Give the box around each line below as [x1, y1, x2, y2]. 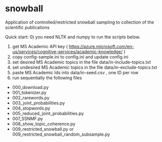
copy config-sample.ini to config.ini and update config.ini [12, 54, 129, 59]
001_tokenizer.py [12, 89, 47, 95]
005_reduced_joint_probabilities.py [12, 110, 84, 116]
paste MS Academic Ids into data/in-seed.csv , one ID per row [12, 69, 139, 75]
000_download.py [12, 84, 49, 90]
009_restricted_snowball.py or [12, 126, 74, 132]
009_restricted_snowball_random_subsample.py [12, 131, 110, 137]
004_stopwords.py [12, 105, 51, 111]
